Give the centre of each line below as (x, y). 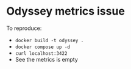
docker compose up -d (42, 47)
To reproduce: (24, 28)
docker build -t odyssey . (49, 40)
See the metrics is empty (46, 59)
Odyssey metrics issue (65, 11)
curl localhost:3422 (41, 53)
